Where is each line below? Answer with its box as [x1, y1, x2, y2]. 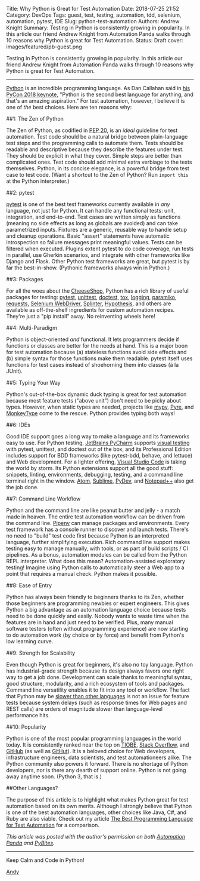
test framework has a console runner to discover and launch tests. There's [6, 526, 189, 533]
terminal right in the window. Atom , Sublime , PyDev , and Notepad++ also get [6, 477, 194, 484]
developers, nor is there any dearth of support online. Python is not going [6, 767, 186, 773]
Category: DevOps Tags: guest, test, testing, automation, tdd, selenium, [6, 11, 182, 19]
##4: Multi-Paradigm [6, 324, 58, 331]
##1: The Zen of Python [6, 115, 64, 122]
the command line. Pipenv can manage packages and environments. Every [6, 520, 189, 526]
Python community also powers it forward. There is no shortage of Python [6, 760, 188, 767]
